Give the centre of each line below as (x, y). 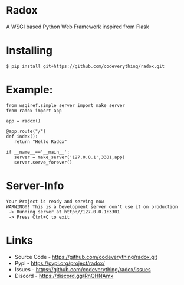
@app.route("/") (26, 131)
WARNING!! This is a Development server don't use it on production (92, 207)
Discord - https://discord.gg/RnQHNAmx (64, 276)
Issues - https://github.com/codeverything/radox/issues (83, 269)
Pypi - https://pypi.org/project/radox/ (60, 263)
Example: (29, 90)
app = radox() (24, 121)
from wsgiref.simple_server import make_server (66, 105)
